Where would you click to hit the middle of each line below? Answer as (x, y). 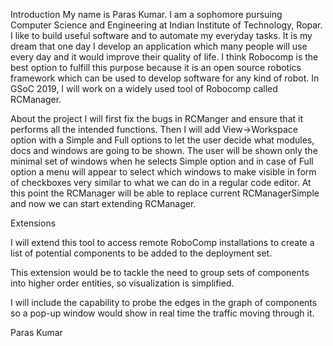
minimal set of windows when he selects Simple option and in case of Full (162, 161)
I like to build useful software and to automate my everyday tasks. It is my (161, 35)
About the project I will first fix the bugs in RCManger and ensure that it (157, 118)
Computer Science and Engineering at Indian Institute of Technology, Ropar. (166, 25)
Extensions (33, 223)
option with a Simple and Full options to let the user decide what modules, (162, 140)
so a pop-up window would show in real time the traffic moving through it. (162, 313)
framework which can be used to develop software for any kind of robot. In (165, 78)
